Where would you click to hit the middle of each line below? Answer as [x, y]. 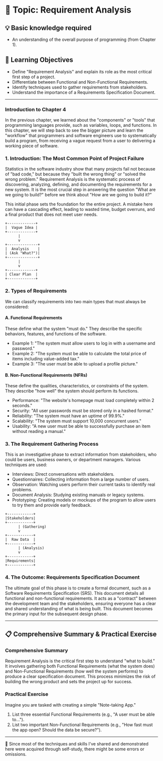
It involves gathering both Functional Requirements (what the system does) [80, 666]
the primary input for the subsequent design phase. [57, 614]
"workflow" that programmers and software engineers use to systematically [81, 136]
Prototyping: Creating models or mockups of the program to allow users [84, 500]
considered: [17, 307]
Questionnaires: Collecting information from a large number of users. [81, 479]
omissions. [16, 754]
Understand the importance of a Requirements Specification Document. [84, 92]
